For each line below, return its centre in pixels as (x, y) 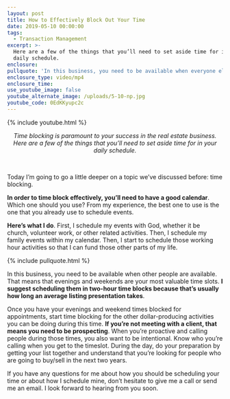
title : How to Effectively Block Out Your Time (76, 20)
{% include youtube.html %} (47, 122)
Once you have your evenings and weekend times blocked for (94, 309)
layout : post (26, 13)
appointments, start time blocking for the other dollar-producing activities (111, 316)
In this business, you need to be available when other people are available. (112, 274)
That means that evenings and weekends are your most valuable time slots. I (115, 281)
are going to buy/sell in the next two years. (67, 360)
